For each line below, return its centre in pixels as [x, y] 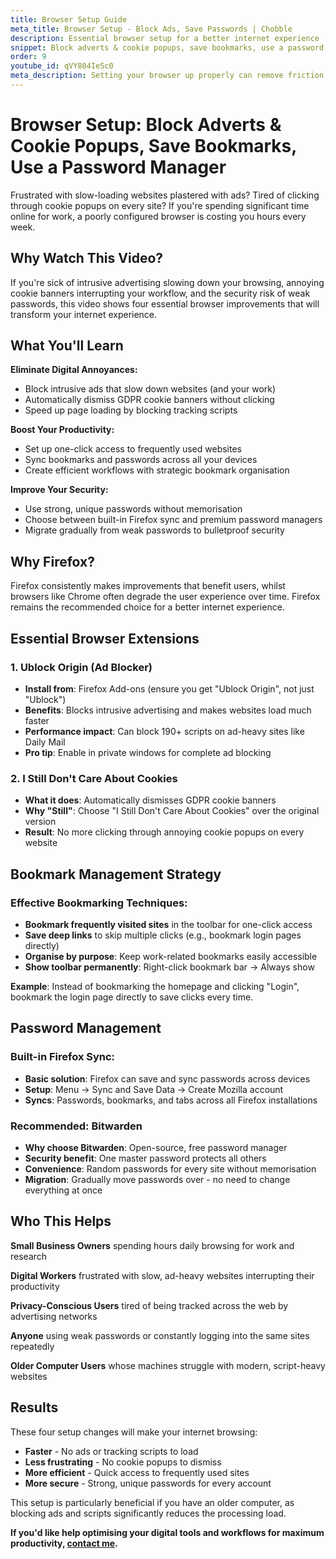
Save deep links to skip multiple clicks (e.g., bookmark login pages [163, 935]
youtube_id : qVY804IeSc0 [62, 66]
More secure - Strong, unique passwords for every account [148, 1483]
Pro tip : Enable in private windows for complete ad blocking [148, 752]
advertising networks [54, 1316]
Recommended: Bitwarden [76, 1126]
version [40, 822]
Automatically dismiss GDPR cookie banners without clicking [149, 400]
